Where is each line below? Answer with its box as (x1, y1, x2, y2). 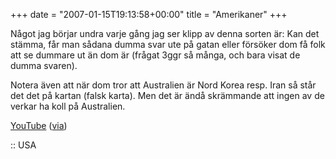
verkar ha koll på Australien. (10, 100, 126, 112)
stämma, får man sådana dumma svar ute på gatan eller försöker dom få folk (10, 39, 326, 50)
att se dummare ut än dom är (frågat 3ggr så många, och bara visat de (10, 49, 301, 61)
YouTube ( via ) (10, 120, 68, 131)
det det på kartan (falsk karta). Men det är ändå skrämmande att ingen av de (10, 90, 325, 101)
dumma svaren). (10, 60, 78, 71)
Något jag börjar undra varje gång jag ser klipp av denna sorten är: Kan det (10, 28, 320, 39)
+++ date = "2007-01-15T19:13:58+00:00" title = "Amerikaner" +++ (10, 9, 288, 20)
